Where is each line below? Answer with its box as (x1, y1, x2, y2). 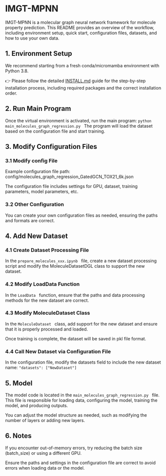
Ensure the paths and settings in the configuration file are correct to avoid (5, 460, 156, 466)
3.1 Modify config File (5, 157, 58, 164)
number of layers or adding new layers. (5, 417, 85, 423)
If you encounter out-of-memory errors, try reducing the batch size (5, 445, 143, 451)
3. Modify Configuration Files (5, 142, 98, 151)
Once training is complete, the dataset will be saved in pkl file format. (5, 335, 146, 341)
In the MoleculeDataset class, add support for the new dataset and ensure (5, 321, 158, 327)
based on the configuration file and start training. (5, 128, 106, 134)
